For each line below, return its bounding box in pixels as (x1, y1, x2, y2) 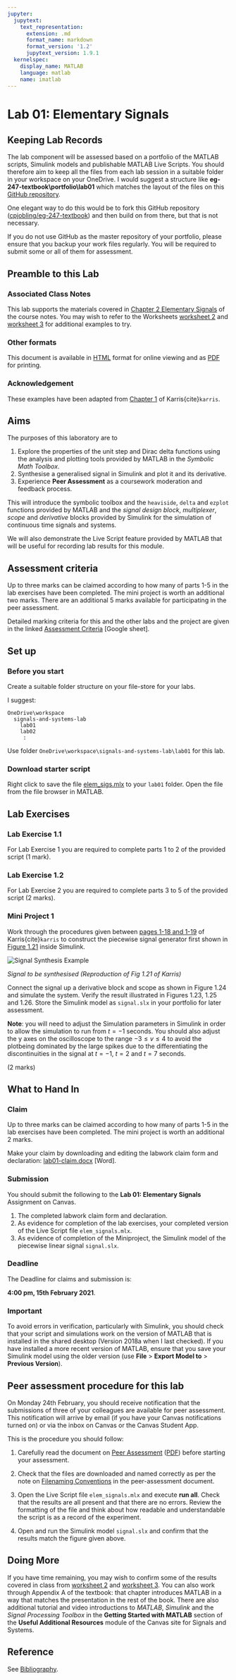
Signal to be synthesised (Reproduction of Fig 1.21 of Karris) (7, 969, 182, 978)
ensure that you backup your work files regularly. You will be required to (7, 240, 217, 249)
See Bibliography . (7, 1665, 58, 1673)
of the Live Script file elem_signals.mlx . (17, 1226, 132, 1235)
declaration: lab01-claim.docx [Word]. (7, 1157, 117, 1165)
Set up (7, 645, 37, 657)
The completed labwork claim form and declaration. (17, 1211, 168, 1219)
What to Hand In (7, 1083, 80, 1095)
